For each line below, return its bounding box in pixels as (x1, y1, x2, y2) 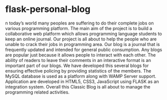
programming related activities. (5, 89, 70, 95)
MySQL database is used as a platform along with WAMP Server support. (5, 73, 156, 79)
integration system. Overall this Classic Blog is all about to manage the (5, 83, 150, 89)
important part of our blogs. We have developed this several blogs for (5, 62, 149, 68)
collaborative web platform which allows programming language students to (5, 30, 162, 36)
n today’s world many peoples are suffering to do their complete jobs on (5, 20, 154, 26)
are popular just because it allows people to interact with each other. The (5, 51, 156, 58)
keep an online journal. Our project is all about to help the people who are (5, 36, 157, 42)
